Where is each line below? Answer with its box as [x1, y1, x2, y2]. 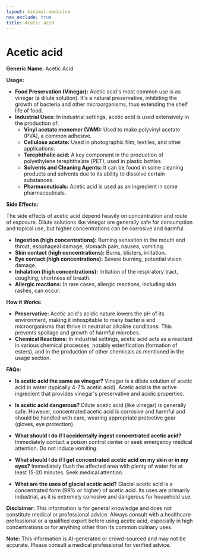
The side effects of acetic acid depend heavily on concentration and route [6, 212, 188, 220]
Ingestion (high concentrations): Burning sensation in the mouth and [14, 236, 185, 244]
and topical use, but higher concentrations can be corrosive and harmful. [6, 225, 185, 232]
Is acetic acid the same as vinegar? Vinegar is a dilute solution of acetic [14, 377, 192, 384]
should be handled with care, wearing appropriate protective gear [14, 414, 176, 421]
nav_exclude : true [6, 14, 52, 20]
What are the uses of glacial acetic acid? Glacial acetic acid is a [14, 480, 173, 488]
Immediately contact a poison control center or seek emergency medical [14, 439, 192, 446]
